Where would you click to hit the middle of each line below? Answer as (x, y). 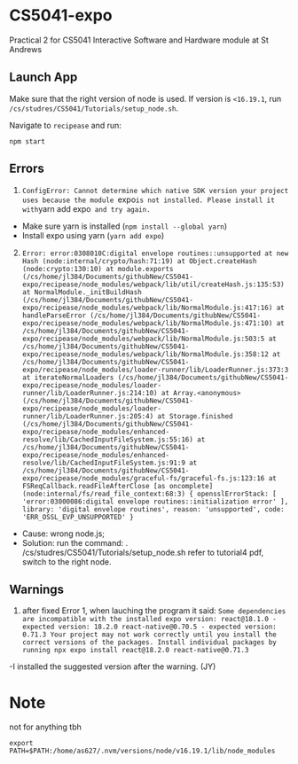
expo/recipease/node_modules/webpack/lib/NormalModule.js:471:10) (147, 323)
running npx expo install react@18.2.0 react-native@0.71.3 (135, 651)
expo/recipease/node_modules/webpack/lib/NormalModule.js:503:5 (143, 339)
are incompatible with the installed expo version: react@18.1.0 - (149, 620)
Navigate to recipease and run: (66, 125)
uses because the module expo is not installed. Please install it (148, 199)
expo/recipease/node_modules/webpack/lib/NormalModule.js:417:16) (147, 308)
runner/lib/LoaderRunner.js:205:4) (88, 416)
